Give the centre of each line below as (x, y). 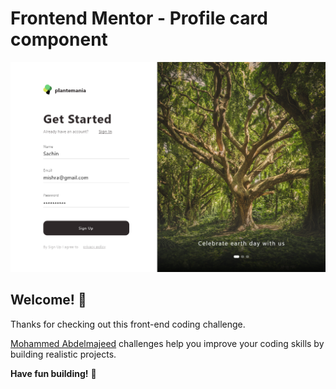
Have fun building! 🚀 (53, 373)
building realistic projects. (63, 354)
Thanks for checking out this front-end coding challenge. (128, 324)
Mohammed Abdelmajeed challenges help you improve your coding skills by (167, 343)
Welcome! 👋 (48, 300)
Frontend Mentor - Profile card (139, 18)
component (59, 39)
